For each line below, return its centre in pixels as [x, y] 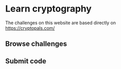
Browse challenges [36, 44]
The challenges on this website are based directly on [60, 23]
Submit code [26, 61]
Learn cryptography [49, 9]
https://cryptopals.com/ [30, 28]
